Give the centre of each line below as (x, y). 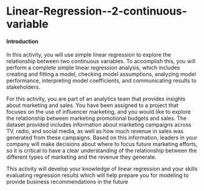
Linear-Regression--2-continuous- (97, 11)
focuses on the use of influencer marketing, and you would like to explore (99, 112)
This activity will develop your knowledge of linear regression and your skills (102, 169)
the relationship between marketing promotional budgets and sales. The (97, 118)
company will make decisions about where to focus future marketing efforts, (102, 144)
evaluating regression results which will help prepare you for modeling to (97, 175)
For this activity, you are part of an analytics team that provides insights (96, 99)
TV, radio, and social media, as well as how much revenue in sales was (95, 131)
